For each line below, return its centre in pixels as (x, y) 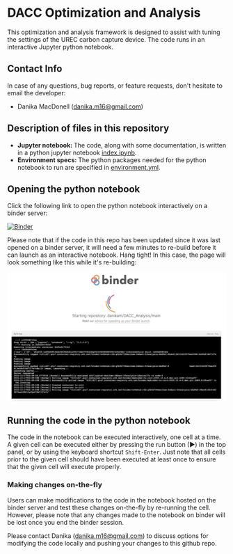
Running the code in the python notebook (99, 421)
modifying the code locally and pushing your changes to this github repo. (112, 543)
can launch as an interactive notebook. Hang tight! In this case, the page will (116, 255)
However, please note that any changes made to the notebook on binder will (116, 515)
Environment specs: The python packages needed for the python (112, 160)
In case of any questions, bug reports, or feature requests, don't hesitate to (115, 86)
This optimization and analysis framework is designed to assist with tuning (114, 32)
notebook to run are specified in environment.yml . (89, 167)
